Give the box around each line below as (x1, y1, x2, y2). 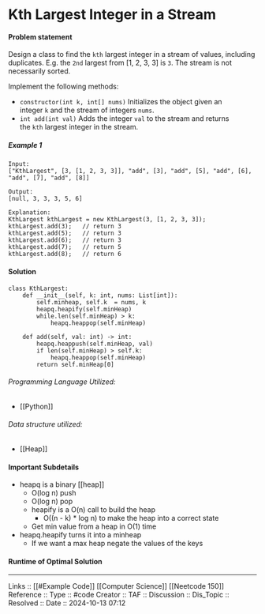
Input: (8, 160, 30, 168)
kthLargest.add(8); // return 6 (8, 250, 122, 258)
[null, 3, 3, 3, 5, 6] (8, 195, 83, 203)
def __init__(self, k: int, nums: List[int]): (22, 291, 178, 299)
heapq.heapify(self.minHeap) (36, 305, 132, 313)
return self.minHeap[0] (36, 360, 114, 368)
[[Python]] (19, 401, 54, 411)
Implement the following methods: (8, 81, 119, 92)
